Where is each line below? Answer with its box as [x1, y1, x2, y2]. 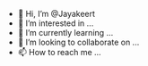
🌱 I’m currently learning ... [17, 28, 114, 37]
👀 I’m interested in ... [17, 18, 94, 29]
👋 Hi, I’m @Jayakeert [17, 9, 96, 19]
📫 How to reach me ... [17, 47, 101, 57]
